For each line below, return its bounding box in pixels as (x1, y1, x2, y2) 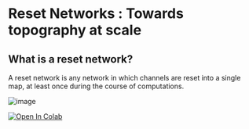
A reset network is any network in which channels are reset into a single (8, 73, 241, 82)
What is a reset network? (8, 52, 134, 66)
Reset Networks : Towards (8, 5, 185, 23)
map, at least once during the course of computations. (8, 81, 185, 91)
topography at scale (8, 21, 142, 39)
